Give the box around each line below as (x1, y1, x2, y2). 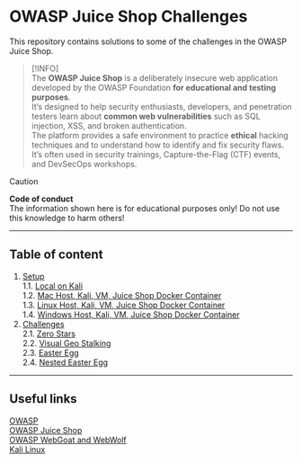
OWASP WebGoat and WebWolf (9, 434, 128, 445)
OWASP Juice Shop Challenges (9, 6, 248, 27)
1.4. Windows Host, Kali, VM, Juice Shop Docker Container (22, 308, 240, 320)
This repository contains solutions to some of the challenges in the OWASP (9, 36, 288, 47)
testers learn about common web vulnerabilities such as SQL (31, 111, 261, 121)
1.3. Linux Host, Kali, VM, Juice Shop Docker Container (22, 299, 226, 310)
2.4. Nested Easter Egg (22, 357, 109, 368)
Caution (9, 175, 39, 186)
